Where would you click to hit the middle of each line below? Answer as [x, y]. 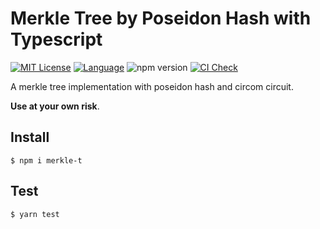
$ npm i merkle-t [46, 160]
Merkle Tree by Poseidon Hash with [161, 18]
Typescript [56, 39]
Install [30, 137]
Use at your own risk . [55, 106]
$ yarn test [35, 214]
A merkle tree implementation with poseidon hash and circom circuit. [152, 86]
